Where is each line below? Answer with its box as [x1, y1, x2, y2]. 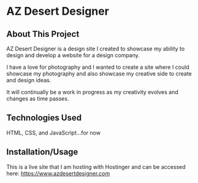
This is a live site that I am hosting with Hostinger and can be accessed [6, 163, 186, 170]
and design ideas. [6, 77, 51, 84]
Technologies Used [6, 112, 82, 123]
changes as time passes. [6, 95, 69, 102]
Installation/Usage [6, 147, 78, 157]
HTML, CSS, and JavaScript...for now [6, 129, 101, 136]
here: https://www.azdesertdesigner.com [6, 169, 110, 177]
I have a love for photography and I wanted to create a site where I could [6, 63, 190, 71]
